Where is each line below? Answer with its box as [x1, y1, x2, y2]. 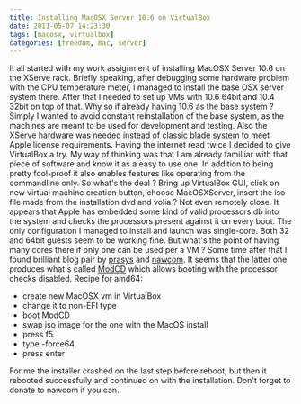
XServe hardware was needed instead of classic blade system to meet [9, 130, 270, 140]
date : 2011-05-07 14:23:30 [9, 22, 111, 31]
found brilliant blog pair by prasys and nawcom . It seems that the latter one [9, 254, 288, 265]
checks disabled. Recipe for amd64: [9, 274, 144, 284]
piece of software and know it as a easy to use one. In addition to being [9, 158, 274, 169]
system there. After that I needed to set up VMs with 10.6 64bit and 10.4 [9, 92, 276, 103]
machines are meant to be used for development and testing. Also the [9, 121, 268, 131]
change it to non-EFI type [22, 301, 117, 311]
